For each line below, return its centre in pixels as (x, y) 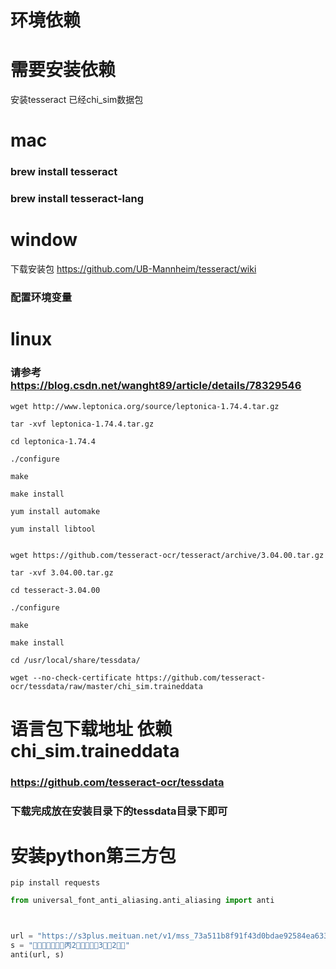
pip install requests (55, 883)
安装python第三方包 (93, 855)
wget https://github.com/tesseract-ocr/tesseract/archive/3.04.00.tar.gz (167, 555)
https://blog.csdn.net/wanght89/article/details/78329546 (156, 386)
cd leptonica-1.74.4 (53, 441)
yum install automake (55, 511)
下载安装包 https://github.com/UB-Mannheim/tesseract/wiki (133, 269)
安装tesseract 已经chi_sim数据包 (77, 100)
